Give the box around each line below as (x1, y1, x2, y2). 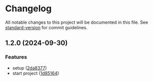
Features (5, 54, 27, 61)
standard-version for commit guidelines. (5, 24, 88, 30)
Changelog (5, 3, 52, 14)
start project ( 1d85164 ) (12, 70, 59, 76)
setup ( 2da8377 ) (12, 65, 47, 71)
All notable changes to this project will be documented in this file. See (5, 19, 149, 25)
